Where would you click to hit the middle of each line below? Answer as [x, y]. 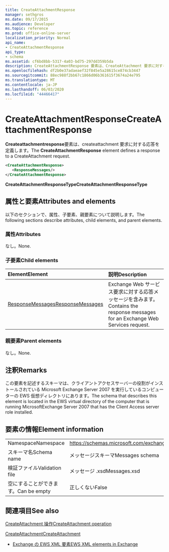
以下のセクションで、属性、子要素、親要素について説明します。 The [75, 214]
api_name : [16, 43]
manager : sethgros [24, 15]
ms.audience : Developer [30, 24]
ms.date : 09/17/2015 [27, 19]
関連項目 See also [32, 510]
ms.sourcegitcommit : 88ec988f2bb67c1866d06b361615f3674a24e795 [73, 75]
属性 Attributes [23, 234]
